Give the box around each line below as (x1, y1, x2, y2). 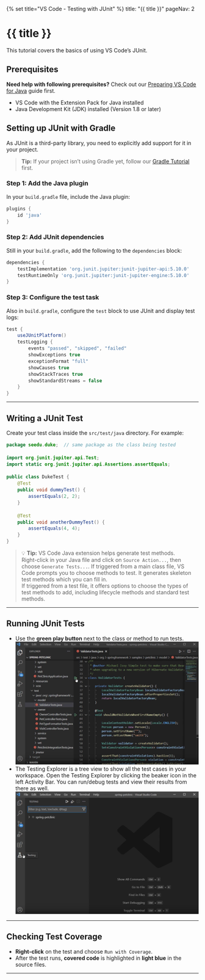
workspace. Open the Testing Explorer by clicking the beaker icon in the (15, 772, 197, 779)
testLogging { (17, 339, 53, 345)
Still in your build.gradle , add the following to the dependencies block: (6, 247, 182, 254)
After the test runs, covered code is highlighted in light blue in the (15, 954, 182, 962)
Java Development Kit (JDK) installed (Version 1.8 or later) (15, 105, 162, 112)
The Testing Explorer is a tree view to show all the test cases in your (15, 765, 187, 773)
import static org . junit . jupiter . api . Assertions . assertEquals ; (6, 461, 171, 467)
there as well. (15, 785, 49, 792)
